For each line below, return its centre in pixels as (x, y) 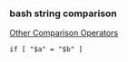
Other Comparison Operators (64, 33)
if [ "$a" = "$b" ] (46, 49)
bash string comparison (64, 13)
